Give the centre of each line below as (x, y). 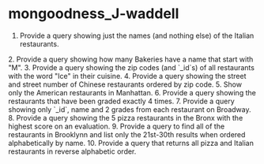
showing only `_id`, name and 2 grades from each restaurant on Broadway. (130, 109)
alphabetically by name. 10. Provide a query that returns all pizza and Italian (131, 143)
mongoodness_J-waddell (94, 14)
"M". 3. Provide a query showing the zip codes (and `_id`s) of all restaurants (132, 67)
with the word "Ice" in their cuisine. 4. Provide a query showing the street (127, 76)
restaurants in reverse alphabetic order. (72, 151)
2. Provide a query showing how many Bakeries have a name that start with (131, 59)
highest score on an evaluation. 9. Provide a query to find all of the (117, 126)
